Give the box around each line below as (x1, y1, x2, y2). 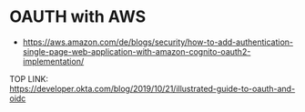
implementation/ (22, 56, 85, 66)
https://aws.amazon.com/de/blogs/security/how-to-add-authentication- (22, 36, 294, 47)
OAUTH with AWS (9, 6, 147, 27)
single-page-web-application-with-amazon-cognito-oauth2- (22, 46, 251, 56)
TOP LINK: (9, 73, 48, 84)
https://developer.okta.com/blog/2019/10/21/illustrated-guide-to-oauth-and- (9, 83, 296, 94)
